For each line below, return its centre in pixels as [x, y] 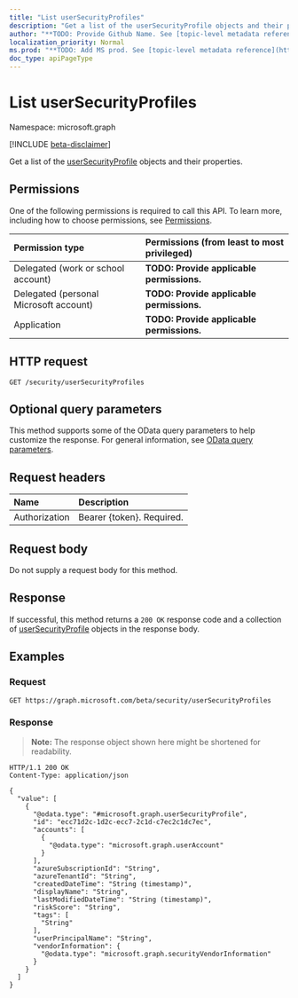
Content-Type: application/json [69, 775]
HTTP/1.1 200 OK [39, 767]
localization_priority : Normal [67, 42]
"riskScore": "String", [77, 907]
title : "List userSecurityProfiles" [77, 17]
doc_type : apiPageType [51, 59]
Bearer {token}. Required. [131, 517]
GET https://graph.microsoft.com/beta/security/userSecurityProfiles [141, 700]
